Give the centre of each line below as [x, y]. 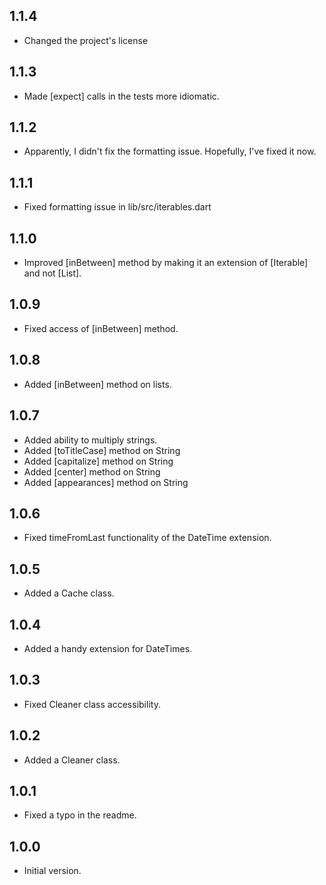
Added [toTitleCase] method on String [102, 450]
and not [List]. [52, 273]
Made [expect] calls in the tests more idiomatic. [121, 96]
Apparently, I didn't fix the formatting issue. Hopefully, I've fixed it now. [170, 151]
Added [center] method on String [92, 471]
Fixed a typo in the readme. [80, 815]
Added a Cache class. [69, 593]
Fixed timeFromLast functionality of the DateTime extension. [147, 538]
